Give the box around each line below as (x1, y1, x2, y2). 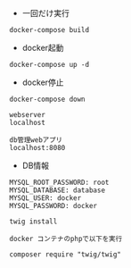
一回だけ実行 (21, 8, 70, 18)
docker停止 (21, 77, 64, 88)
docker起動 (21, 43, 64, 53)
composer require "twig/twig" (9, 250, 122, 259)
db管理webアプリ (9, 136, 63, 145)
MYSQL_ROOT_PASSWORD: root (9, 178, 110, 187)
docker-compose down (9, 95, 86, 104)
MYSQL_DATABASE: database (9, 186, 105, 195)
